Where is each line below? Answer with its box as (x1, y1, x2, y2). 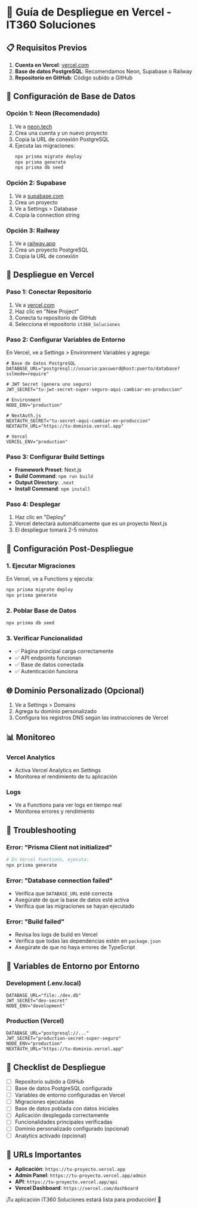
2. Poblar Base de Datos (6, 606, 76, 615)
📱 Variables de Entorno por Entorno (6, 961, 140, 971)
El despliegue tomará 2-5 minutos (14, 526, 98, 533)
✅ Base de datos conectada (14, 661, 84, 668)
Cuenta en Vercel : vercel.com (14, 62, 89, 68)
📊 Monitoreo (6, 732, 55, 742)
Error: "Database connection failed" (6, 876, 113, 885)
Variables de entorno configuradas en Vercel (14, 1091, 125, 1098)
